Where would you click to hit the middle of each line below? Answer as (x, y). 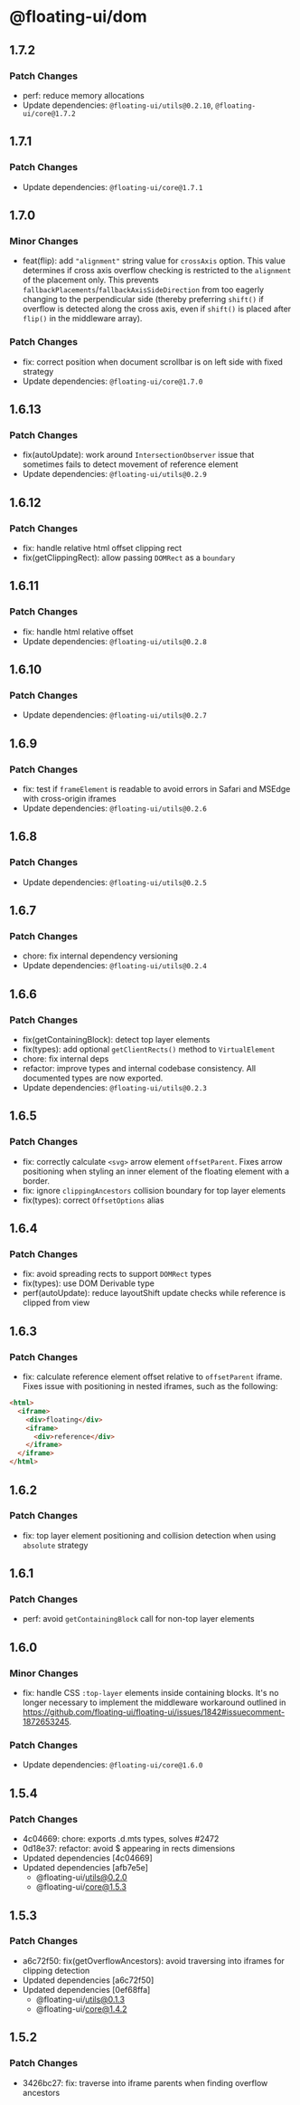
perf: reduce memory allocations (83, 95)
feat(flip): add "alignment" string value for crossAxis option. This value (154, 261)
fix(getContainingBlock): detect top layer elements (116, 1040)
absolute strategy (55, 1545)
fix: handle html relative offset (78, 632)
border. (36, 1181)
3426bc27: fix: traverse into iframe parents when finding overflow (145, 2082)
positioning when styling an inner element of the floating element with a (156, 1171)
